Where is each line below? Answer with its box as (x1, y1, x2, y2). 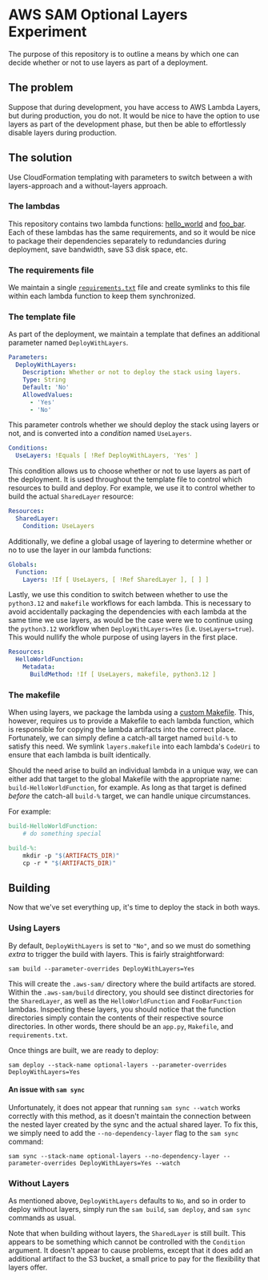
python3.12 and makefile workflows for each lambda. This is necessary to (8, 599, 252, 608)
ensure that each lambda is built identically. (8, 750, 151, 760)
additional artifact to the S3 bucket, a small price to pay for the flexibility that (8, 1254, 261, 1264)
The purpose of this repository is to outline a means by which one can (8, 49, 239, 59)
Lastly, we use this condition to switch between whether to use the (8, 590, 228, 600)
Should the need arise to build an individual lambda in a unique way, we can (8, 765, 258, 775)
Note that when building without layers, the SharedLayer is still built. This (8, 1229, 246, 1238)
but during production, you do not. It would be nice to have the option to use (8, 111, 260, 120)
